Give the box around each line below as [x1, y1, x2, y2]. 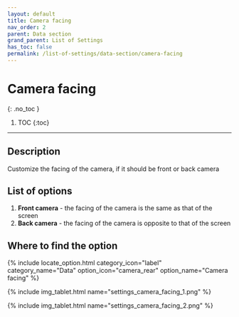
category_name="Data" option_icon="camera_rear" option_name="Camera [7, 266, 228, 275]
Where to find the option [7, 239, 118, 251]
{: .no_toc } [7, 104, 40, 113]
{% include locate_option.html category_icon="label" [7, 259, 162, 267]
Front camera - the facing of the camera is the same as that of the [17, 204, 213, 212]
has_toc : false [7, 43, 53, 51]
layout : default [7, 10, 55, 18]
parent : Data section [7, 30, 72, 38]
